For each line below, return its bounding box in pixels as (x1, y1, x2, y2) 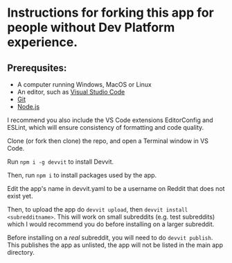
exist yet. (7, 192, 33, 200)
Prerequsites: (7, 62, 67, 74)
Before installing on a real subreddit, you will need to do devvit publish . (7, 234, 213, 241)
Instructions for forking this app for (7, 5, 215, 21)
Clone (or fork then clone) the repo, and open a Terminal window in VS (7, 137, 209, 145)
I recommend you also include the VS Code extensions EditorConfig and (7, 116, 213, 124)
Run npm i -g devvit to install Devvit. (7, 158, 114, 166)
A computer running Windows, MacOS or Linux (17, 80, 152, 88)
